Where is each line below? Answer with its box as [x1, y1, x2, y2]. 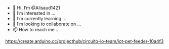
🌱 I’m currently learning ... [12, 16, 67, 21]
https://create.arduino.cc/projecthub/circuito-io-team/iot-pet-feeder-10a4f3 [5, 38, 164, 44]
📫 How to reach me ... [12, 27, 60, 32]
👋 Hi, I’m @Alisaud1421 [12, 5, 61, 11]
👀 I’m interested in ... [12, 10, 56, 16]
